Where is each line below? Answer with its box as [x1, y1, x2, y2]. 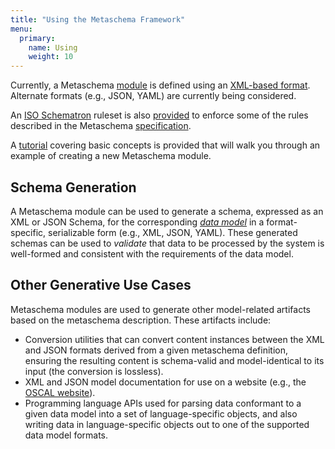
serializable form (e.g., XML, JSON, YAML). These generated [48, 226, 298, 238]
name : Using [28, 42, 78, 53]
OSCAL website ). [24, 386, 96, 398]
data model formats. [24, 429, 109, 441]
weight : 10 [28, 52, 74, 62]
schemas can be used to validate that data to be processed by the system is [10, 237, 325, 249]
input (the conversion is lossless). [24, 365, 164, 377]
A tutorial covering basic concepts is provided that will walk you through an [10, 139, 321, 151]
